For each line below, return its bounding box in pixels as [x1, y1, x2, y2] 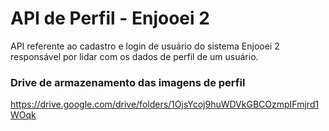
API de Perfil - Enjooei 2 [10, 7, 210, 30]
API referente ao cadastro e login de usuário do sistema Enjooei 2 [10, 40, 280, 52]
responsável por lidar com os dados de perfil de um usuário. [10, 50, 259, 62]
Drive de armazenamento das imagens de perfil [10, 75, 246, 89]
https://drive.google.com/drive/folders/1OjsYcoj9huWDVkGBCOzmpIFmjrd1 [10, 98, 320, 111]
